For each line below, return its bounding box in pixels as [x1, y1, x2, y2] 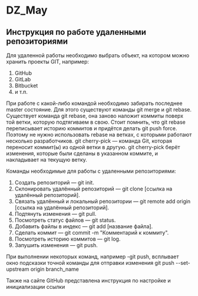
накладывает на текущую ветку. [6, 156, 87, 163]
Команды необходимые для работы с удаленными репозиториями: [6, 167, 176, 175]
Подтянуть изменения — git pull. [14, 211, 97, 217]
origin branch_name [30, 266, 80, 272]
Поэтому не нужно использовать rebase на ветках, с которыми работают [6, 131, 192, 138]
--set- [176, 259, 190, 266]
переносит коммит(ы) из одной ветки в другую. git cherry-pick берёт [6, 144, 181, 150]
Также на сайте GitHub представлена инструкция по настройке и [6, 277, 171, 284]
